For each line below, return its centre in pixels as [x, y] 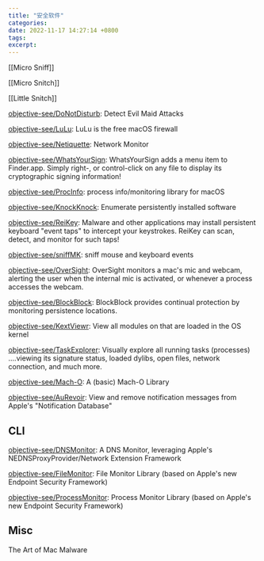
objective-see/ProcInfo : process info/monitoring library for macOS [117, 192]
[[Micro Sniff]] [31, 67]
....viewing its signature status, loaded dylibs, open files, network [114, 358]
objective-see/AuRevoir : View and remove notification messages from [122, 398]
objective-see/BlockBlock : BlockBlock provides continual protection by [124, 303]
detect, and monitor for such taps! [64, 239]
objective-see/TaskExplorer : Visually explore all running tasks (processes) [129, 350]
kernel [19, 334]
